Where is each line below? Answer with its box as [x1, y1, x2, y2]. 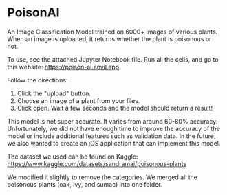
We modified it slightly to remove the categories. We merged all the [7, 173, 198, 181]
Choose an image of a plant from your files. [17, 96, 140, 104]
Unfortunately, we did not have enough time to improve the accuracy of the [7, 124, 220, 133]
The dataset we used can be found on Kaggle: [7, 152, 138, 161]
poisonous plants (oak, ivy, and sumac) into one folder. [7, 180, 163, 188]
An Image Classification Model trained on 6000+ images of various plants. [7, 27, 218, 36]
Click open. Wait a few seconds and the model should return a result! [17, 104, 213, 112]
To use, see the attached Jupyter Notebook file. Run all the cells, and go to [7, 55, 219, 63]
